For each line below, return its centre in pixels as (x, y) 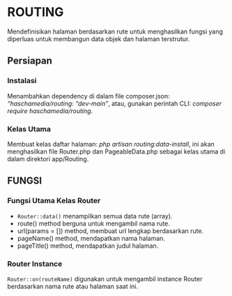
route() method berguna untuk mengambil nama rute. (94, 223)
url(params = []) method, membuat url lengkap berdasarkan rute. (110, 230)
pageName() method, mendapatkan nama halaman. (91, 238)
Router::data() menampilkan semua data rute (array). (95, 216)
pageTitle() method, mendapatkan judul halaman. (88, 246)
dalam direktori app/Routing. (48, 158)
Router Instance (35, 264)
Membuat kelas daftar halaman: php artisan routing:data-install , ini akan (111, 144)
